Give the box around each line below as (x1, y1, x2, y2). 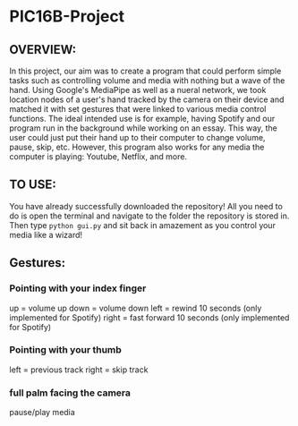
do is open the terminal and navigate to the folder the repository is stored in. (9, 210, 290, 221)
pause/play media (9, 407, 76, 418)
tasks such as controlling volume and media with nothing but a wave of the (9, 75, 285, 86)
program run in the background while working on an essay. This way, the (9, 123, 277, 133)
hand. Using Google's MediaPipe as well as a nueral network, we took (9, 85, 267, 95)
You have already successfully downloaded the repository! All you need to (9, 200, 284, 211)
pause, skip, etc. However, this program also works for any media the (9, 141, 265, 152)
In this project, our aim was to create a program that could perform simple (9, 65, 282, 76)
